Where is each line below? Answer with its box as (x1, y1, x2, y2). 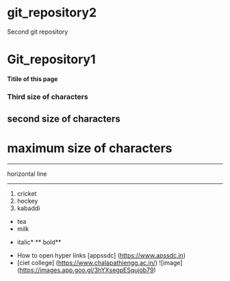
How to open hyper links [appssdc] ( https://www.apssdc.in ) (16, 251, 186, 259)
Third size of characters (7, 91, 88, 101)
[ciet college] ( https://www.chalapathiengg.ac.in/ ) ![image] (16, 258, 183, 267)
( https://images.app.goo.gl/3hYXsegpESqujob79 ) (16, 266, 156, 274)
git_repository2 (7, 5, 97, 21)
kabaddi (16, 204, 40, 212)
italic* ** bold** (16, 238, 62, 246)
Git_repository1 (7, 52, 96, 67)
